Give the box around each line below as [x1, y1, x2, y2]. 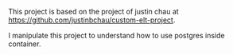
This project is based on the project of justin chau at [8, 7, 179, 16]
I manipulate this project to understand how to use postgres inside [8, 31, 225, 40]
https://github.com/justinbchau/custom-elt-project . [8, 15, 176, 25]
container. [8, 39, 41, 49]
